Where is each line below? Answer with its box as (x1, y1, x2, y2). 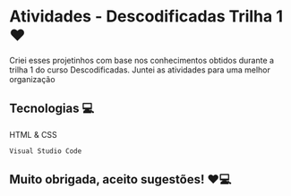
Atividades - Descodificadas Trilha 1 (9, 6, 284, 27)
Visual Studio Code (9, 146, 82, 156)
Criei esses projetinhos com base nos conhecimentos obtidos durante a (9, 55, 275, 65)
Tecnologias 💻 (9, 101, 95, 116)
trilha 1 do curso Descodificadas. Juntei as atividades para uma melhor (9, 64, 271, 75)
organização (9, 73, 56, 84)
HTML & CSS (9, 129, 58, 140)
